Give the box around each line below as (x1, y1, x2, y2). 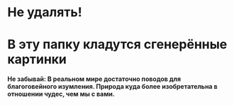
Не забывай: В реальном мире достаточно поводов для (7, 75, 182, 83)
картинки (7, 51, 67, 68)
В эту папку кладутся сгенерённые (7, 37, 228, 53)
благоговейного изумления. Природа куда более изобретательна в (7, 82, 218, 91)
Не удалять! (7, 4, 83, 20)
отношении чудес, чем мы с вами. (7, 89, 115, 99)
